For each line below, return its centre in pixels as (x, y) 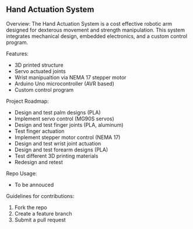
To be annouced (34, 185)
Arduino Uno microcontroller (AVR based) (64, 84)
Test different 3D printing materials (56, 156)
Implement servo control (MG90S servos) (64, 119)
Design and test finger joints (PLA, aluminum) (69, 124)
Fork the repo (31, 207)
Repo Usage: (22, 173)
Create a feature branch (43, 213)
